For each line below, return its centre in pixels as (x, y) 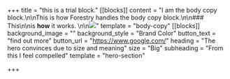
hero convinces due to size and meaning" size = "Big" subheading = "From (115, 48)
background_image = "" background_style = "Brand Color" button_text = (112, 33)
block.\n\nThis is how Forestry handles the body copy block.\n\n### (106, 17)
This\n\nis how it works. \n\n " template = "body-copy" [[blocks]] (104, 26)
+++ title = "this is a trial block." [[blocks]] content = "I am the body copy (112, 10)
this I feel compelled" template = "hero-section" (76, 56)
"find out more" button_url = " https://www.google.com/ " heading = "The (111, 41)
